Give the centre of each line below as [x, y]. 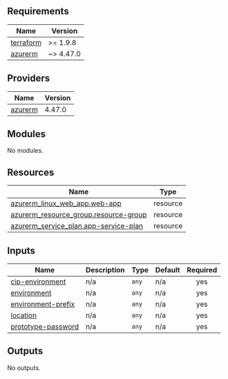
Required [202, 270]
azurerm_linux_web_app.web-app [66, 203]
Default [168, 270]
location [23, 315]
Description [105, 270]
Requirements [38, 11]
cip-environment [38, 281]
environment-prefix [43, 304]
